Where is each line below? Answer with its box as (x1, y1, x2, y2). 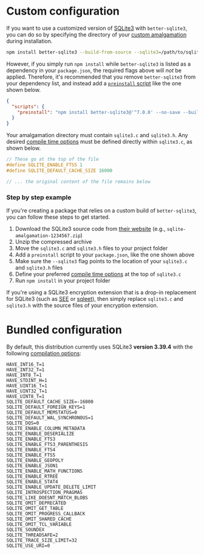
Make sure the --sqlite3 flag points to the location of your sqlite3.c (15, 257, 188, 264)
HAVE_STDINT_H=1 (6, 377, 47, 383)
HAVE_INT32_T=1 (6, 367, 45, 373)
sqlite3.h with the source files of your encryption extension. (6, 302, 158, 309)
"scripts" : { (12, 104, 45, 110)
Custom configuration (6, 4, 120, 18)
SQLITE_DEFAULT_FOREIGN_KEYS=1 (6, 404, 86, 410)
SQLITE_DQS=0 (6, 420, 39, 426)
